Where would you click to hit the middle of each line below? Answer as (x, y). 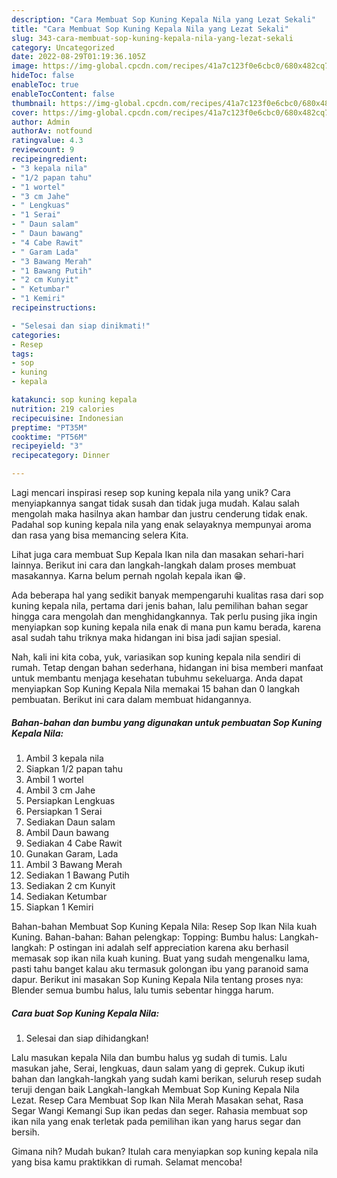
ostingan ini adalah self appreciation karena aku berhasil (172, 947)
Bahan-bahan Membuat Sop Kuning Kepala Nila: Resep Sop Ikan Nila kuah (164, 926)
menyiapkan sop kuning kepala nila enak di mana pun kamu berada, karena (166, 627)
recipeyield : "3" (47, 446)
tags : (22, 354)
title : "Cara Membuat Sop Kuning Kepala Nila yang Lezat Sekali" (150, 29)
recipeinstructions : (54, 308)
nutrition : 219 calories (63, 409)
